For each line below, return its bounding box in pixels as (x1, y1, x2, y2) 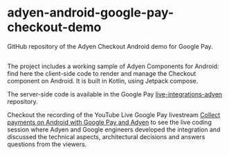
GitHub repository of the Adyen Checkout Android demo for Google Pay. (7, 42, 213, 50)
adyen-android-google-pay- (7, 5, 174, 21)
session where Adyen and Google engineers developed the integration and (7, 125, 221, 134)
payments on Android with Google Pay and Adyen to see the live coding (7, 118, 212, 127)
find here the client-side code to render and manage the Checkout (7, 70, 196, 78)
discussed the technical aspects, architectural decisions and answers (7, 133, 205, 141)
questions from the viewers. (7, 140, 87, 149)
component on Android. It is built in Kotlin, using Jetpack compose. (7, 77, 199, 85)
